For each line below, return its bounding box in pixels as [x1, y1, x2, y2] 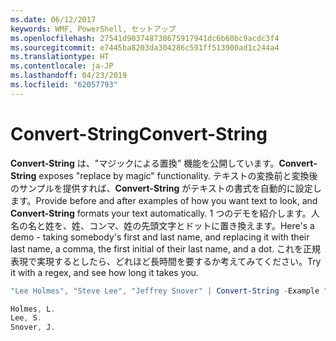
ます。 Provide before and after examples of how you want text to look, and [10, 194, 318, 206]
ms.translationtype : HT [10, 52, 110, 62]
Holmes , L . [10, 304, 56, 314]
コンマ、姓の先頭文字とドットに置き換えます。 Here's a [88, 219, 315, 231]
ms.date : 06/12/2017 [10, 14, 97, 25]
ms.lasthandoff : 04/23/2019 [10, 71, 128, 81]
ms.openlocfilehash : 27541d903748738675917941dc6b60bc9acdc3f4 [10, 33, 280, 43]
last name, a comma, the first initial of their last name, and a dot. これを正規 [10, 242, 321, 255]
